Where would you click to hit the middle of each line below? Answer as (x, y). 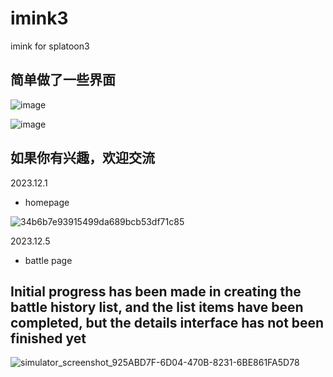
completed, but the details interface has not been (167, 322)
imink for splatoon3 (50, 46)
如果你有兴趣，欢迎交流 (82, 158)
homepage (47, 202)
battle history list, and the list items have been (157, 307)
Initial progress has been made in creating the (156, 291)
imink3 (39, 18)
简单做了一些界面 (63, 80)
